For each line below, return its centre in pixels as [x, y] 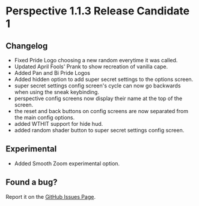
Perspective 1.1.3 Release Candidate [98, 11]
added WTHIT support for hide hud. [59, 124]
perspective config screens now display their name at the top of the [98, 98]
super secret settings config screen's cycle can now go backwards [97, 86]
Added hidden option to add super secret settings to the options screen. [104, 79]
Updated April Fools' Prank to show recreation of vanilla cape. [91, 66]
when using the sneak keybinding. [57, 92]
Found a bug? [32, 182]
